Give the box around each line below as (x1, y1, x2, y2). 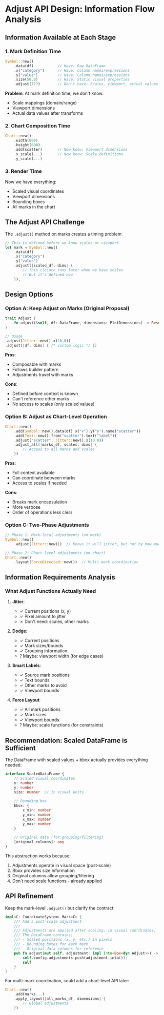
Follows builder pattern (12, 366, 59, 372)
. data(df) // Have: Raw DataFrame (14, 63, 106, 68)
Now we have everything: (5, 179, 57, 185)
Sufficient (5, 744, 36, 752)
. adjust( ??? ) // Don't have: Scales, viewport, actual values (14, 82, 159, 86)
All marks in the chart (12, 204, 55, 209)
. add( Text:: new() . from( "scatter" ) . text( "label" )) (14, 433, 117, 438)
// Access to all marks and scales (22, 447, 95, 452)
